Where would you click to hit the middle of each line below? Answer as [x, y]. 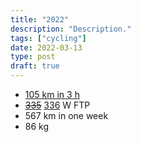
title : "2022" [40, 19]
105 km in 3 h [52, 94]
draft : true [35, 66]
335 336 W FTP [57, 105]
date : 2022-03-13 [46, 47]
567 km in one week [66, 115]
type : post [33, 57]
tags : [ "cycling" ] [48, 38]
